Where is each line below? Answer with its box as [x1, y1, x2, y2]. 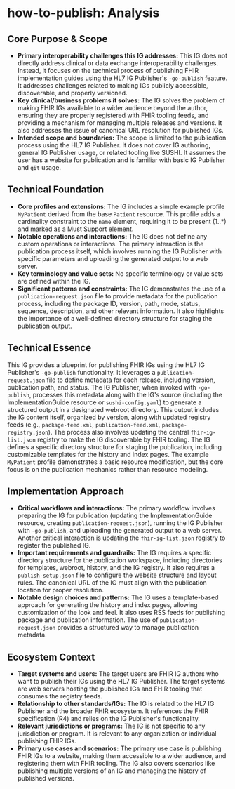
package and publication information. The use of [17, 616, 159, 624]
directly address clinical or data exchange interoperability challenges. [17, 59, 219, 67]
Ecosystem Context [7, 651, 95, 663]
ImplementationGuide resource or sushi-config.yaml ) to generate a [7, 398, 202, 406]
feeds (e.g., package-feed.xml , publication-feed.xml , [7, 420, 161, 429]
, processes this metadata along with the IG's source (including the [29, 390, 223, 399]
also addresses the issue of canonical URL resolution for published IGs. [17, 126, 224, 134]
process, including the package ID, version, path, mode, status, [17, 299, 201, 307]
